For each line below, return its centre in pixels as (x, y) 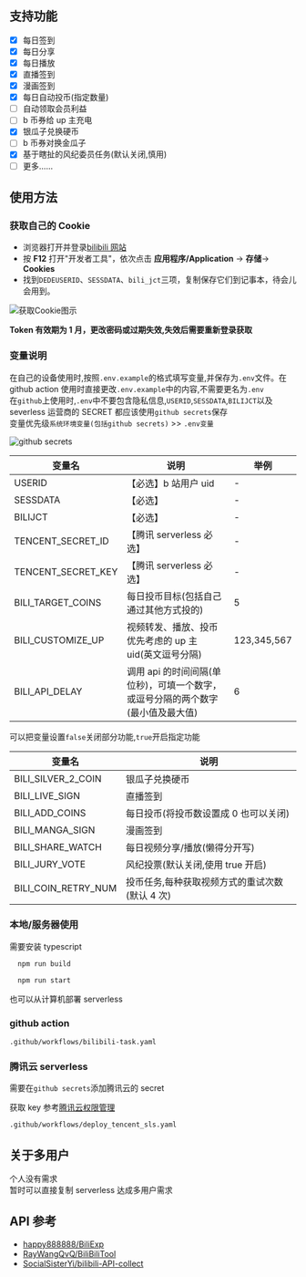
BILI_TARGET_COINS (58, 602)
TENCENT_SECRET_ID (61, 541)
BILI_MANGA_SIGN (55, 830)
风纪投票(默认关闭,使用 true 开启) (196, 865)
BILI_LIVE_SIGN (47, 795)
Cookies (39, 269)
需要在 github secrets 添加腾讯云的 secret (87, 1088)
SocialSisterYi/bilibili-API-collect (83, 1263)
